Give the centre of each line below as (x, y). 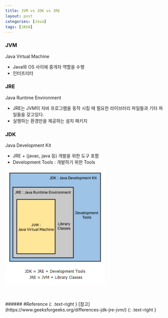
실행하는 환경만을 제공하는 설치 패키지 (50, 121)
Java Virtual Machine (27, 56)
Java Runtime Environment (33, 98)
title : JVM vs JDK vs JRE (32, 11)
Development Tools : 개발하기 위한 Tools (54, 162)
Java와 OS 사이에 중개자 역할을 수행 (48, 67)
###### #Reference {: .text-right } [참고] (48, 304)
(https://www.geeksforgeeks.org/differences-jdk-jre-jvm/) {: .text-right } (81, 310)
